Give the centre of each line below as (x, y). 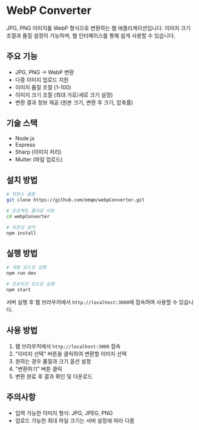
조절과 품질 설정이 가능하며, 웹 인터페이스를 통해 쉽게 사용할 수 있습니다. (91, 35)
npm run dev (21, 273)
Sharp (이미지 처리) (38, 152)
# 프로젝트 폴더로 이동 (31, 211)
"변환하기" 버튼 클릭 (38, 368)
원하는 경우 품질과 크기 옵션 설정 (53, 361)
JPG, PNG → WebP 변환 (44, 72)
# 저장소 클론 (21, 194)
